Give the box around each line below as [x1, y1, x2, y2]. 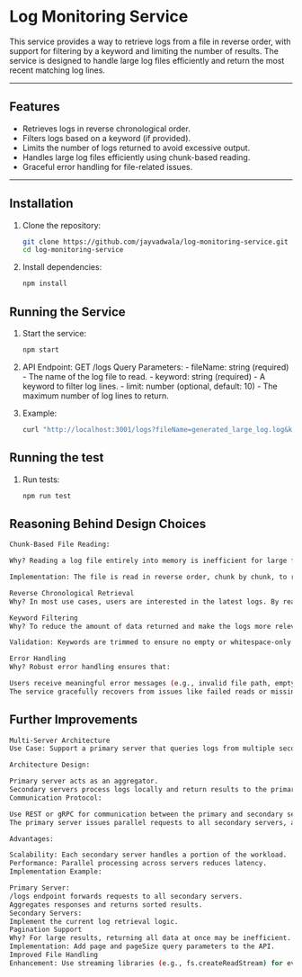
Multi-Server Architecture [9, 736, 111, 745]
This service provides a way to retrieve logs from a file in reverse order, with [9, 36, 291, 47]
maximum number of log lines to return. [22, 390, 169, 401]
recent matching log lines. [9, 65, 106, 76]
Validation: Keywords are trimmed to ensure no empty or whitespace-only [9, 638, 292, 647]
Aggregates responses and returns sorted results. [9, 900, 203, 910]
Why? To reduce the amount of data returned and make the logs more [9, 622, 271, 631]
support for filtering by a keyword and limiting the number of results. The [9, 45, 279, 56]
